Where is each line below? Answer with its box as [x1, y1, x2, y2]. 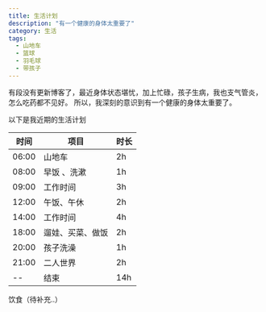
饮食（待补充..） [8, 294, 63, 304]
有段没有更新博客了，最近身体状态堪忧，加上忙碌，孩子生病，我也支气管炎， [8, 87, 263, 97]
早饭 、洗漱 [43, 166, 87, 177]
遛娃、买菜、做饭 [43, 227, 109, 238]
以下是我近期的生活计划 [8, 114, 86, 124]
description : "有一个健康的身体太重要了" [8, 19, 135, 27]
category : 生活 [8, 27, 57, 35]
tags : [8, 34, 27, 43]
